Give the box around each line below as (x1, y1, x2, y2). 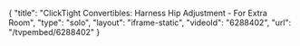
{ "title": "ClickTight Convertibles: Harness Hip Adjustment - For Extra (8, 8, 268, 18)
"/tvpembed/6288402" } (8, 27, 101, 37)
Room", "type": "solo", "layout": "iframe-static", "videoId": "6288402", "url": (8, 17, 292, 28)
